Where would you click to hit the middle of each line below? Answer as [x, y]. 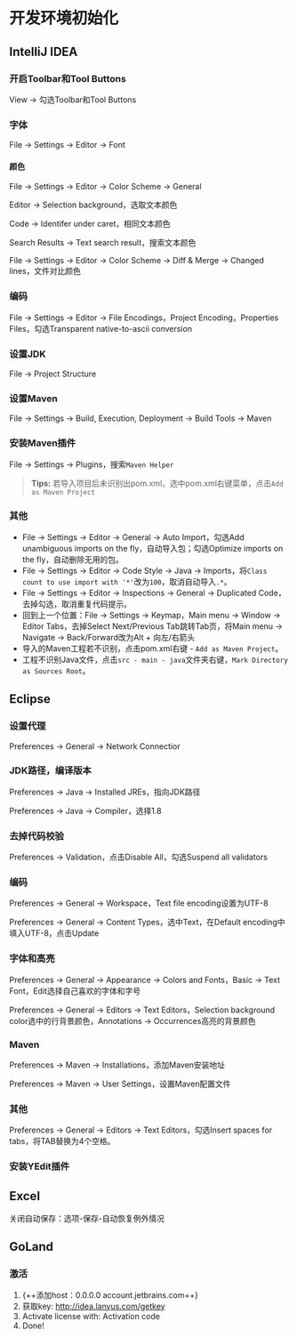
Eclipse [30, 699]
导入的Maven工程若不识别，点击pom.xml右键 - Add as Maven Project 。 [153, 648]
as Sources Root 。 [56, 670]
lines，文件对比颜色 [45, 271]
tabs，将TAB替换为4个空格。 [62, 1141]
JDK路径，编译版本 [50, 770]
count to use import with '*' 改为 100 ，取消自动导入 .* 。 [127, 581]
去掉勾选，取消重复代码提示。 [76, 604]
